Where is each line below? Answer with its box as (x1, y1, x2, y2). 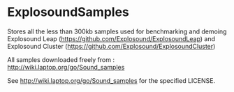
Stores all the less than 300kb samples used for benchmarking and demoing (7, 27, 227, 36)
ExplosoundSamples (7, 4, 129, 20)
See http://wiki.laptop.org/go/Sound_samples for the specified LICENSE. (7, 76, 215, 84)
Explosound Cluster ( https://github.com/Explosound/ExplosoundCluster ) (7, 42, 216, 50)
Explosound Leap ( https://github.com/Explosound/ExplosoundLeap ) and (7, 34, 215, 43)
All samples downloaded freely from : (7, 55, 115, 63)
